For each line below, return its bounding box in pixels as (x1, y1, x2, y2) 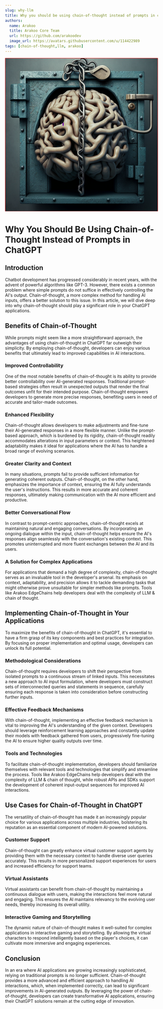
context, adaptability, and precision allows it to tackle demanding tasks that (5, 580, 155, 586)
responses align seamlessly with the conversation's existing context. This (5, 536, 152, 541)
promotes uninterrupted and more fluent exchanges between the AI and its (5, 541, 154, 547)
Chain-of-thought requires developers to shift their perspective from (5, 668, 142, 674)
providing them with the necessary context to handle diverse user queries (5, 852, 153, 858)
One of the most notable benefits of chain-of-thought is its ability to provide (5, 373, 157, 379)
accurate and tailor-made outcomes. (5, 399, 78, 405)
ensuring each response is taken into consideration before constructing (5, 689, 148, 695)
